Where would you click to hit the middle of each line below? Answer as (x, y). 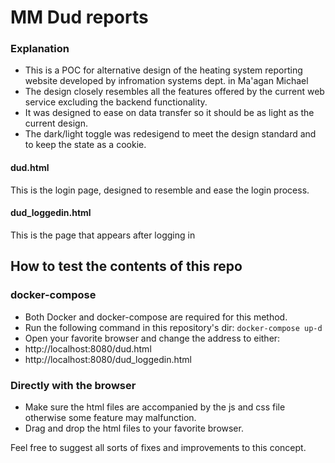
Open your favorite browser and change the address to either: (152, 338)
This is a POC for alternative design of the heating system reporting (163, 70)
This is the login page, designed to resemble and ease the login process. (160, 190)
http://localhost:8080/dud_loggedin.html (108, 359)
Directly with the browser (73, 385)
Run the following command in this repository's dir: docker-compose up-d (173, 327)
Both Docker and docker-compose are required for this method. (156, 317)
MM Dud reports (79, 17)
